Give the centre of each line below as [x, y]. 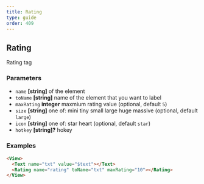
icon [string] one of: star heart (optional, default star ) [83, 124]
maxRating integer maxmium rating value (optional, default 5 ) [91, 104]
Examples [21, 146]
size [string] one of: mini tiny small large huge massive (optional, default [106, 111]
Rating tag [19, 63]
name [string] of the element [50, 91]
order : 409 [20, 23]
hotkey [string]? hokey [44, 130]
